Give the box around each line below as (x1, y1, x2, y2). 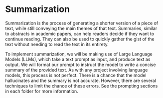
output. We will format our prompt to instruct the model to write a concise (5, 61, 156, 67)
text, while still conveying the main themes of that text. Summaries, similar (5, 25, 158, 31)
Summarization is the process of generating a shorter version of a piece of (5, 20, 159, 26)
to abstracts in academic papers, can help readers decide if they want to (5, 30, 155, 36)
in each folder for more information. (5, 88, 78, 94)
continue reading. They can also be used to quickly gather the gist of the (5, 36, 155, 42)
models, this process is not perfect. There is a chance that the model (5, 72, 147, 78)
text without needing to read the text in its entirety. (5, 41, 109, 47)
